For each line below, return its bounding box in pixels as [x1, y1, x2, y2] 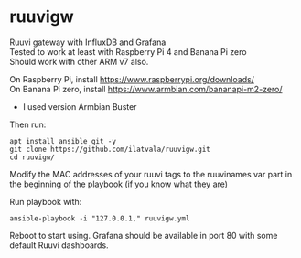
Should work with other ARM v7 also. [9, 56, 149, 67]
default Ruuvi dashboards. [9, 240, 109, 251]
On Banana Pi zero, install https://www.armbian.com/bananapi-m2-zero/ [9, 83, 283, 94]
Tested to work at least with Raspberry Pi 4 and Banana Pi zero [9, 46, 247, 57]
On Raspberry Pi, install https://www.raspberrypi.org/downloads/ [9, 73, 254, 84]
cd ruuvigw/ [9, 153, 55, 162]
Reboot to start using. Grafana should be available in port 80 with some [9, 230, 278, 241]
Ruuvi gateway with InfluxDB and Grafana [9, 37, 167, 48]
